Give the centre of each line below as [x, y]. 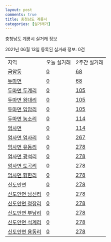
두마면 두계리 [22, 91]
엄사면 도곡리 [22, 166]
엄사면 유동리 [22, 147]
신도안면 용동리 [24, 232]
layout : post [19, 10]
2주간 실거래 [89, 62]
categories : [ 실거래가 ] [28, 24]
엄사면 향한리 [22, 175]
